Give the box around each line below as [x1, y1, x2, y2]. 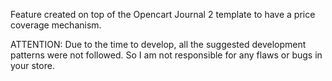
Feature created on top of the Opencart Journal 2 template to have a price [10, 9, 316, 20]
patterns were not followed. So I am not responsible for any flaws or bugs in [10, 49, 323, 61]
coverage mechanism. [10, 19, 102, 31]
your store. [10, 60, 55, 71]
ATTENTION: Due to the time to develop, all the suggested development [10, 39, 307, 50]
